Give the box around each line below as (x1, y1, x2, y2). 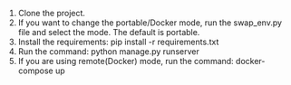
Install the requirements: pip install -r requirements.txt (17, 36, 219, 47)
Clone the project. (17, 8, 86, 18)
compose (17, 65, 53, 76)
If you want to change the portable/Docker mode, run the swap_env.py (17, 17, 283, 28)
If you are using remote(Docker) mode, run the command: (17, 56, 234, 66)
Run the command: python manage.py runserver (17, 46, 199, 57)
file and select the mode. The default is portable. (17, 27, 200, 37)
